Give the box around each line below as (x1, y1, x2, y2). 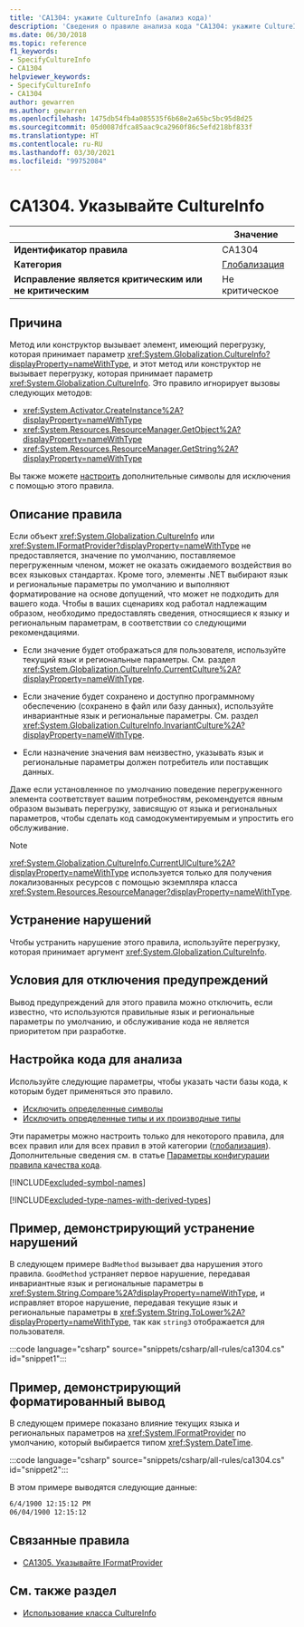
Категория (14, 258, 62, 271)
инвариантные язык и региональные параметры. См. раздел (22, 711, 259, 721)
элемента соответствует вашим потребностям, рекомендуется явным (9, 794, 283, 805)
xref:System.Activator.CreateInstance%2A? (22, 405, 184, 416)
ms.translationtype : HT (9, 131, 100, 140)
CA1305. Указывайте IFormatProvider (22, 1556, 163, 1568)
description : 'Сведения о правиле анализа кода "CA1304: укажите (9, 22, 261, 31)
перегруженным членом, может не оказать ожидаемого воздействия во (9, 559, 292, 571)
